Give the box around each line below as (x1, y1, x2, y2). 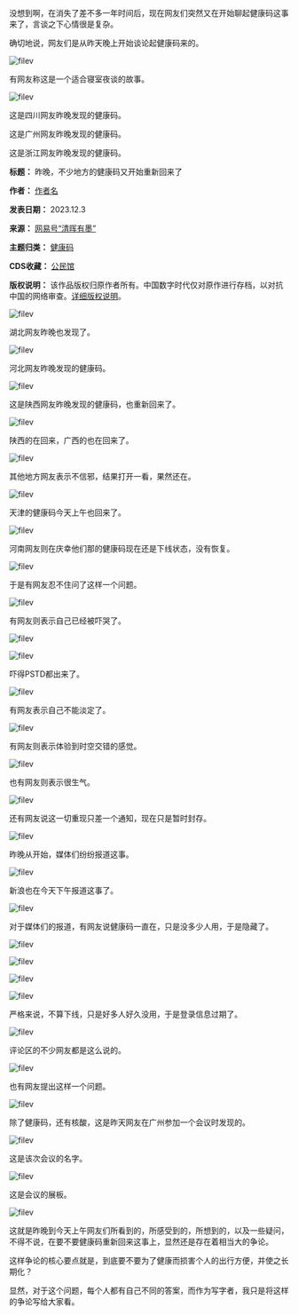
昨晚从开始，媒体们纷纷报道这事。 (9, 849, 134, 860)
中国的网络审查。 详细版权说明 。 (9, 291, 126, 301)
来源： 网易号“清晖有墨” (9, 223, 97, 234)
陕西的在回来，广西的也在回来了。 (9, 435, 134, 446)
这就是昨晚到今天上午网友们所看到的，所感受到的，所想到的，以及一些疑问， (9, 1225, 289, 1236)
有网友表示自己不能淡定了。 (9, 705, 111, 715)
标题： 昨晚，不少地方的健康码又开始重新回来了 (9, 167, 183, 177)
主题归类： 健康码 (9, 242, 74, 252)
